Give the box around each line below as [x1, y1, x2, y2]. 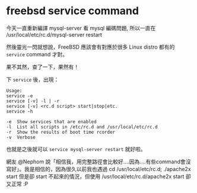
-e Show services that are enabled [6, 118, 97, 125]
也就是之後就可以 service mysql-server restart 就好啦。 [6, 145, 147, 152]
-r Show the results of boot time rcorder [6, 129, 116, 135]
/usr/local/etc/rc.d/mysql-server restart [6, 31, 103, 38]
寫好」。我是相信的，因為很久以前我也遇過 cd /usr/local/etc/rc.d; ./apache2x [6, 165, 191, 172]
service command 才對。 [6, 50, 68, 57]
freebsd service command [6, 4, 139, 18]
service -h [6, 108, 33, 114]
